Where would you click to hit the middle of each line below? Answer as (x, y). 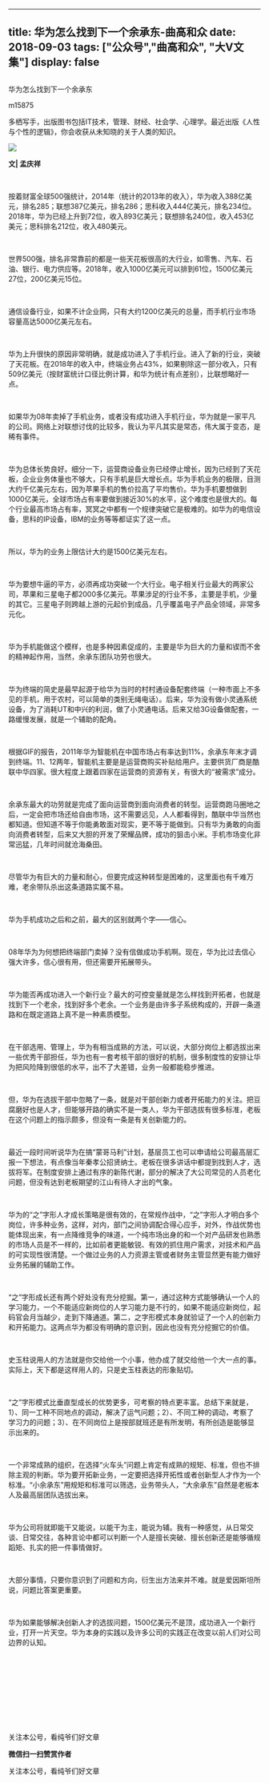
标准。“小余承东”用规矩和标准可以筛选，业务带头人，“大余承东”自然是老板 (130, 1484)
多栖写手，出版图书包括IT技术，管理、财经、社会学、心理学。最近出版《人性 (134, 122)
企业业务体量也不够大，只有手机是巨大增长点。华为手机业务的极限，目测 (141, 479)
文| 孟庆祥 (25, 163)
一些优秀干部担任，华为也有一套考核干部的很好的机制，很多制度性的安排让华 (134, 1057)
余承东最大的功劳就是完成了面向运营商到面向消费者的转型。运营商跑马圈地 (131, 804)
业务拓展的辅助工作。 (43, 1264)
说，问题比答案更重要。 (47, 1589)
